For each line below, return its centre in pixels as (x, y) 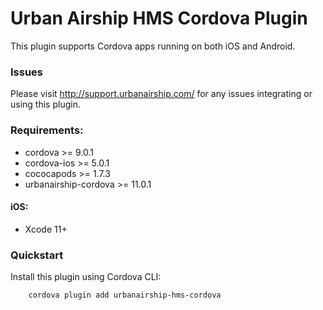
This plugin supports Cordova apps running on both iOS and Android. (153, 46)
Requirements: (47, 130)
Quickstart (37, 255)
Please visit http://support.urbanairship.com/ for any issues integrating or (161, 94)
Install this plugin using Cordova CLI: (86, 277)
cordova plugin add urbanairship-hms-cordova (125, 295)
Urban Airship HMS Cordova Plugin (159, 18)
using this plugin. (45, 104)
